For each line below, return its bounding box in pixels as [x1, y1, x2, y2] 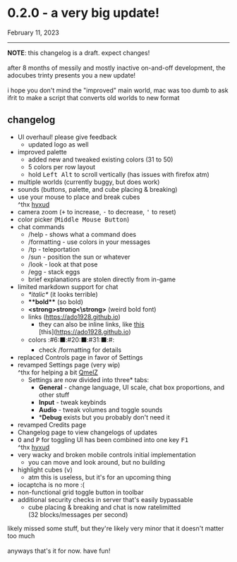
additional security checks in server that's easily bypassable [17, 495, 193, 503]
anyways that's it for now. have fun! [7, 546, 111, 555]
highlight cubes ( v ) [17, 465, 73, 474]
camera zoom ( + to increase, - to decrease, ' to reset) [17, 207, 176, 216]
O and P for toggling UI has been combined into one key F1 [17, 435, 189, 444]
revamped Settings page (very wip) [17, 360, 121, 369]
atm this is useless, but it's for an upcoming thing [28, 472, 171, 481]
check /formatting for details [38, 346, 122, 354]
